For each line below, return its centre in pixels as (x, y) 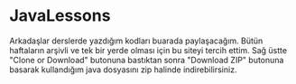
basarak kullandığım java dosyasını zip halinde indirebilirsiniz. (123, 70)
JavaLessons (60, 16)
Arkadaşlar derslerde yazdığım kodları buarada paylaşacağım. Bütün (136, 41)
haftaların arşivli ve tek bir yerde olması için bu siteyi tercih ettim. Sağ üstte (148, 50)
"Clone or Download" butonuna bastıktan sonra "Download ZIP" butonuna (147, 60)
